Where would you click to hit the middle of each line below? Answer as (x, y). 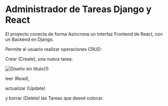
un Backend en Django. (30, 39)
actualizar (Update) (25, 88)
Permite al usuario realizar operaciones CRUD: (54, 49)
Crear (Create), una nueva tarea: (39, 59)
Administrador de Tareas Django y (78, 9)
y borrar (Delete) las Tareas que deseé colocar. (54, 98)
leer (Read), (17, 78)
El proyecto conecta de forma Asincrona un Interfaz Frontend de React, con (84, 34)
